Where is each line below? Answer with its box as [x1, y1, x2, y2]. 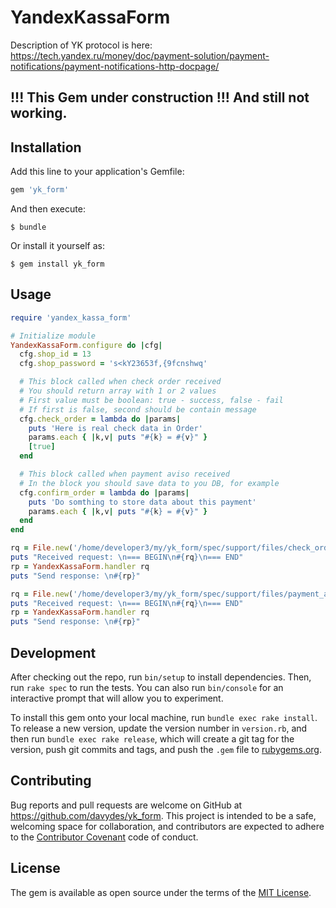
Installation [10, 139, 82, 156]
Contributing [10, 772, 92, 790]
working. [10, 105, 68, 122]
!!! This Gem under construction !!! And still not [10, 89, 310, 106]
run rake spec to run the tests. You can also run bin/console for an [10, 682, 284, 694]
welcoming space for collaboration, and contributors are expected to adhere [10, 820, 325, 832]
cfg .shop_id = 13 [19, 349, 92, 360]
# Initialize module [10, 331, 97, 341]
